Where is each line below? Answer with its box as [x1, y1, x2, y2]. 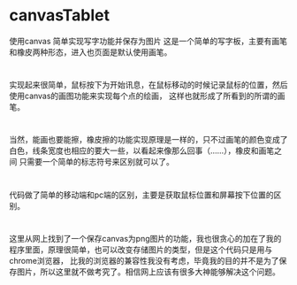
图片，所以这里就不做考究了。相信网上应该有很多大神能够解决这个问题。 [16, 266, 280, 277]
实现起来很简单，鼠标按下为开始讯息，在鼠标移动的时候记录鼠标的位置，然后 [9, 80, 288, 90]
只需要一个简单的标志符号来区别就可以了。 [19, 157, 174, 167]
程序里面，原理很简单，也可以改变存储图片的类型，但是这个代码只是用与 [9, 244, 272, 255]
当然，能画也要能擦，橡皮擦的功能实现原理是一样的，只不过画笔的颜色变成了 [9, 135, 288, 145]
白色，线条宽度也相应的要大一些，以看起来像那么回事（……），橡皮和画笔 [9, 145, 275, 156]
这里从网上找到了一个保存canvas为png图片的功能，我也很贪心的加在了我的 [9, 233, 282, 243]
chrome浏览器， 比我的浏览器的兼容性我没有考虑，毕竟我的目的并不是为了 [9, 255, 280, 266]
